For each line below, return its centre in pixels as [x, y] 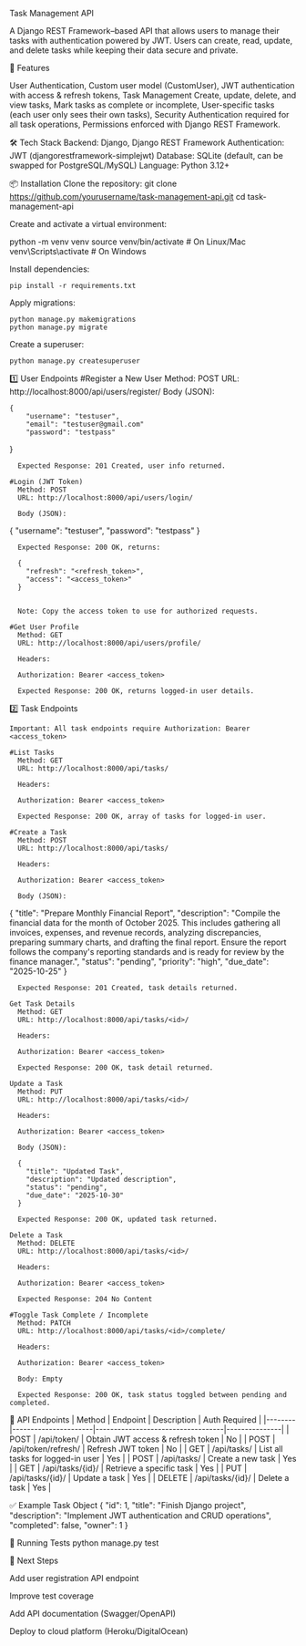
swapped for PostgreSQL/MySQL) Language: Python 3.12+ [120, 165]
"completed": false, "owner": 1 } [69, 1525]
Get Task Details [42, 1004]
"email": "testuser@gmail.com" [85, 424]
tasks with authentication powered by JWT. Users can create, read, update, [151, 41]
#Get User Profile [44, 627]
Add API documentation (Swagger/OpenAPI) [92, 1614]
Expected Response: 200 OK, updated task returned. [118, 1219]
